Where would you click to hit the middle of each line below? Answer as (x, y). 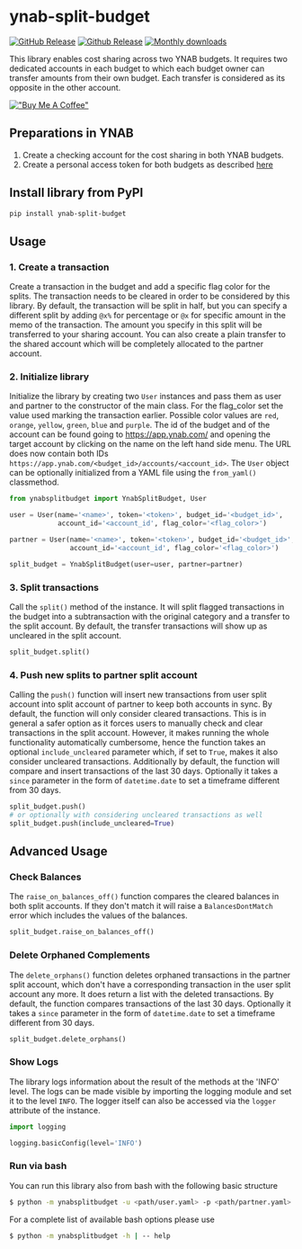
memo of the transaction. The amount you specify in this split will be (136, 325)
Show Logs (34, 1062)
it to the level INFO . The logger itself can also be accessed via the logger (143, 1101)
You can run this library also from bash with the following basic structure (144, 1185)
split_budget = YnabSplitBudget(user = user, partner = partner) (126, 564)
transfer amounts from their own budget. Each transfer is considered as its (147, 77)
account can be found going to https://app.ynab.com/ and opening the (140, 434)
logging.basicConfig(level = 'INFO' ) (76, 1143)
